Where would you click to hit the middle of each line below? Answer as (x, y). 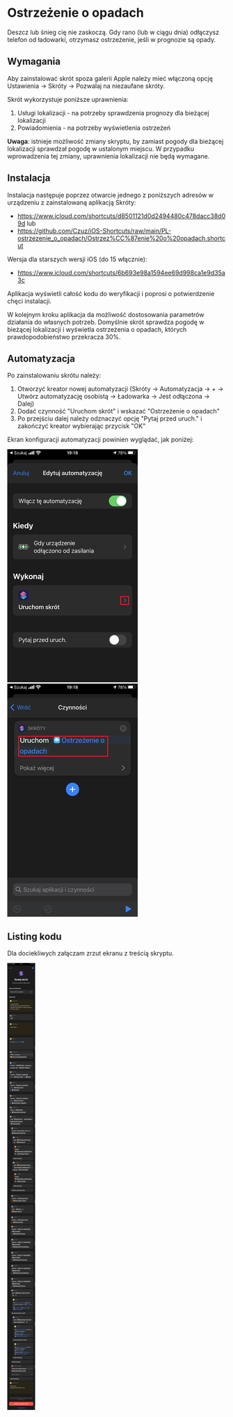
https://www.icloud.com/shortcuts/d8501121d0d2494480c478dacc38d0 (121, 216)
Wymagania (34, 62)
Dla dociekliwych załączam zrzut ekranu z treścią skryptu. (90, 953)
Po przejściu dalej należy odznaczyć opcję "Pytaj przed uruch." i (110, 419)
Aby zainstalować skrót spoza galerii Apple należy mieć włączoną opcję (110, 78)
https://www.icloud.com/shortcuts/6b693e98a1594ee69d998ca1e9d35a (121, 272)
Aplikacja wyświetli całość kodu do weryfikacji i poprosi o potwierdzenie (111, 293)
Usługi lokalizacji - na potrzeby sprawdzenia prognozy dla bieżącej (113, 112)
